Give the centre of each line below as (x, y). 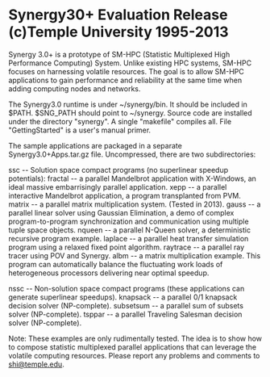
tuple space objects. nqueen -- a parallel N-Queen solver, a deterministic (130, 230)
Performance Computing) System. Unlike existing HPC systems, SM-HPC (130, 63)
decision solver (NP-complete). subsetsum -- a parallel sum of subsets (126, 305)
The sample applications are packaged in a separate (96, 145)
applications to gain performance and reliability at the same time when (125, 80)
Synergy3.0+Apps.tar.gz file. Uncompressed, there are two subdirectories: (132, 154)
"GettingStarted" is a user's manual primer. (80, 130)
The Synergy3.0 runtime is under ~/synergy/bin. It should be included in (128, 104)
